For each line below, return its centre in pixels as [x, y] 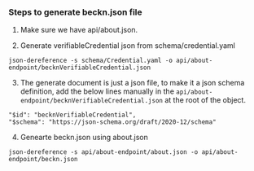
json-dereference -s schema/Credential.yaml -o [91, 61]
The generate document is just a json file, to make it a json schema [132, 83]
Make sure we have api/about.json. [79, 30]
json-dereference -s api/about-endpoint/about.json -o [103, 152]
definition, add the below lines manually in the [97, 91]
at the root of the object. [205, 100]
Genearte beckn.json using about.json [84, 138]
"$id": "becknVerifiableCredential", [72, 115]
